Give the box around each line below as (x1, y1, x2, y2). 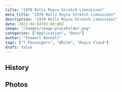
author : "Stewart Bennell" (5, 36, 62, 41)
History (5, 63, 29, 72)
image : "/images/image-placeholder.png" (5, 26, 91, 31)
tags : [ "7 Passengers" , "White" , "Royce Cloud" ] (5, 40, 109, 45)
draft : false (5, 45, 33, 50)
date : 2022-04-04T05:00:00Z (5, 21, 64, 27)
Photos (5, 80, 28, 89)
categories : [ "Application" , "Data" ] (5, 31, 84, 36)
